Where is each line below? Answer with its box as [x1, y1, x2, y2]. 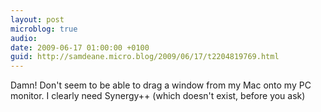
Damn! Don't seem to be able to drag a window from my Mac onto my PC [10, 79, 312, 91]
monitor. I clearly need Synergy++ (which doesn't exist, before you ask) [10, 90, 306, 102]
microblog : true [10, 24, 78, 34]
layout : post [10, 14, 65, 25]
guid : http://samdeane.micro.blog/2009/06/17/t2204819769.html [10, 52, 280, 62]
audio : [10, 33, 38, 43]
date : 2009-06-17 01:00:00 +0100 [10, 42, 150, 53]
